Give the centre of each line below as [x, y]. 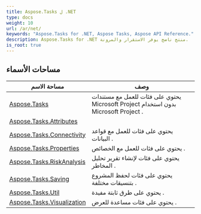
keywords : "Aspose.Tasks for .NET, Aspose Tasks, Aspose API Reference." [100, 34]
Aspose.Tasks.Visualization [48, 202]
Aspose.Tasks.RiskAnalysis [47, 161]
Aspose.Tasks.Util [34, 192]
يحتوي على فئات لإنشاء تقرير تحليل [135, 158]
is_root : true [24, 46]
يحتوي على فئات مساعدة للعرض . [134, 202]
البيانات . [103, 138]
